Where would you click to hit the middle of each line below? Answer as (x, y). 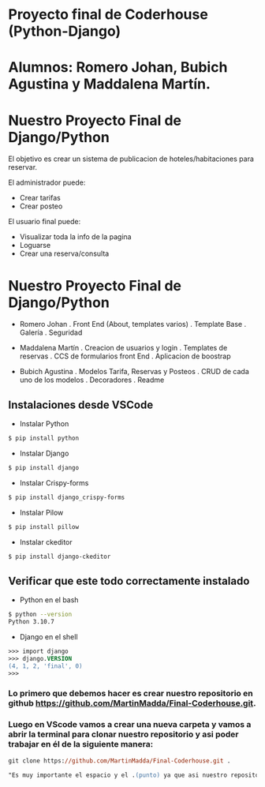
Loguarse (35, 245)
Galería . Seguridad (51, 332)
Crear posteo (41, 206)
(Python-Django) (65, 31)
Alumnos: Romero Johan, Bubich (118, 67)
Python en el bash (49, 600)
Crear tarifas (40, 198)
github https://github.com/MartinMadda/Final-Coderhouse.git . (132, 703)
